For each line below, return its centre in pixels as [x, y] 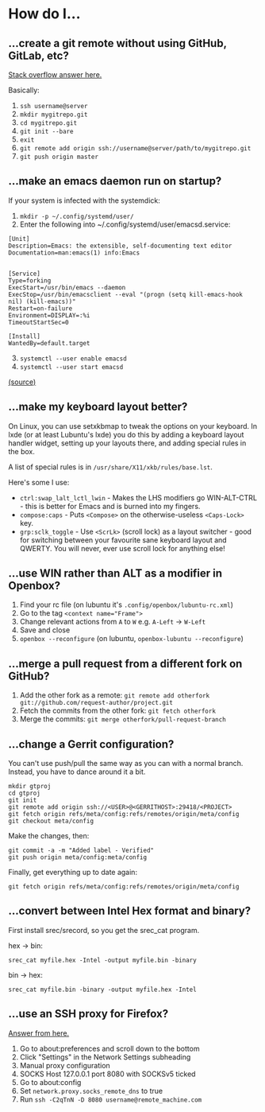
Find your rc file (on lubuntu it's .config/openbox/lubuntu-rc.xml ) [127, 605]
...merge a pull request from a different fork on [125, 664]
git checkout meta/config [51, 821]
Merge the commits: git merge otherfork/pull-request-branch [123, 719]
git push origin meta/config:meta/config [78, 857]
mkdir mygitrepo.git [54, 115]
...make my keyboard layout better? [98, 407]
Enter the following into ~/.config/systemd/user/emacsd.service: [125, 224]
